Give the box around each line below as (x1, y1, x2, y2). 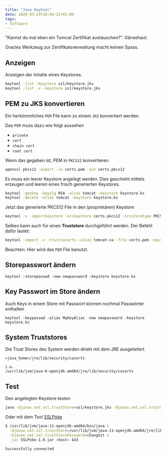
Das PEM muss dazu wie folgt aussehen (5, 122, 84, 128)
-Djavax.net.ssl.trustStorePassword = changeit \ (9, 433, 110, 438)
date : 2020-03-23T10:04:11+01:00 (5, 12, 74, 17)
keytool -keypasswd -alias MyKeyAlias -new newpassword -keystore (5, 315, 145, 320)
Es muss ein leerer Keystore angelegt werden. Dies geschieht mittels (5, 176, 145, 182)
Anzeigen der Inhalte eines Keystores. (5, 72, 83, 78)
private (12, 133, 28, 138)
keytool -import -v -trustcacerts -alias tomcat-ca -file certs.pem (5, 238, 149, 243)
